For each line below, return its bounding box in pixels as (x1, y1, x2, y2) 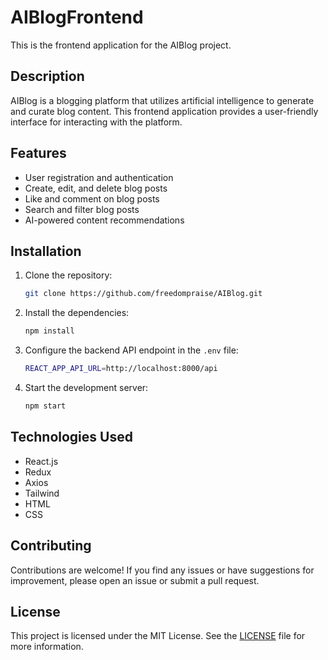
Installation (10, 242, 82, 260)
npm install (24, 326, 75, 336)
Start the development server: (24, 382, 149, 393)
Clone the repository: (24, 269, 113, 281)
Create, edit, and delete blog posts (24, 182, 168, 194)
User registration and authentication (24, 171, 174, 183)
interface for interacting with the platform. (10, 116, 183, 128)
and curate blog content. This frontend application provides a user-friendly (10, 105, 319, 117)
